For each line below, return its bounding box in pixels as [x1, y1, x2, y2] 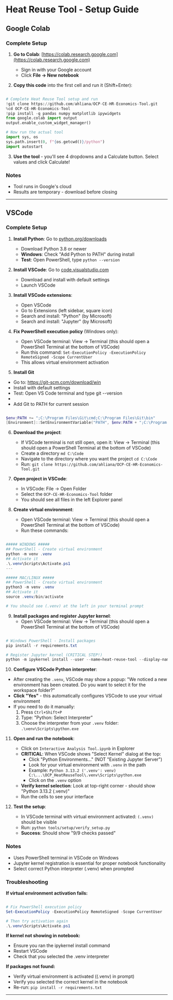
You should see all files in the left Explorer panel [21, 496, 123, 503]
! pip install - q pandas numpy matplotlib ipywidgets [6, 111, 121, 116]
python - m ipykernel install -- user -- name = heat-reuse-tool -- [6, 657, 144, 662]
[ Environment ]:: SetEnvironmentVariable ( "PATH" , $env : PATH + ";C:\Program [6, 420, 167, 425]
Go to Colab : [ [13, 51, 43, 57]
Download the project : [13, 430, 62, 436]
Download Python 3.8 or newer [21, 245, 87, 252]
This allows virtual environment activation [21, 359, 109, 365]
